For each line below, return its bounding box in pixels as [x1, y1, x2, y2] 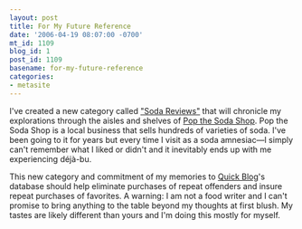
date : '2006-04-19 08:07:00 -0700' [9, 30, 144, 39]
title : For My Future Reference [9, 22, 131, 31]
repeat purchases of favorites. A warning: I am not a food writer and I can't [9, 190, 288, 201]
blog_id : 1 [9, 47, 51, 56]
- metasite [9, 81, 51, 90]
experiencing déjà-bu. [9, 153, 92, 164]
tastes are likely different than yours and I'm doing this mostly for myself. [9, 209, 280, 220]
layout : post [9, 13, 59, 23]
